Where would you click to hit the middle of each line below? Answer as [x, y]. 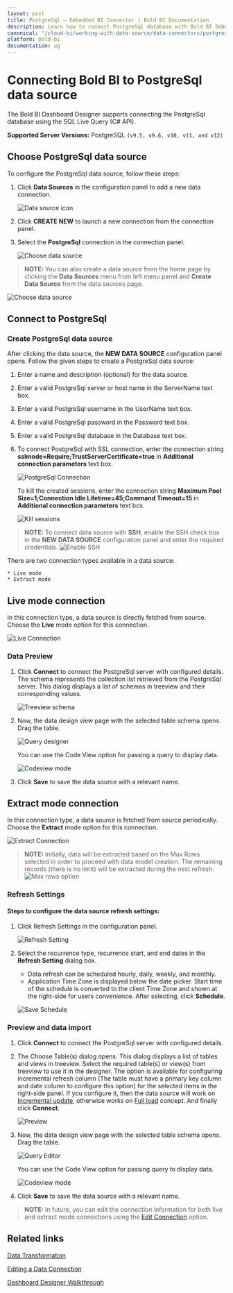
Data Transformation [36, 1255]
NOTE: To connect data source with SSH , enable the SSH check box [122, 532]
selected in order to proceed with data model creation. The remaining [123, 862]
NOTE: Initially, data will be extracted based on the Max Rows [112, 854]
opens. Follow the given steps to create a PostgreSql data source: [101, 361]
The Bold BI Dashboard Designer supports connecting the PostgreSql [106, 114]
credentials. [41, 547]
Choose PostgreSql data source [77, 157]
